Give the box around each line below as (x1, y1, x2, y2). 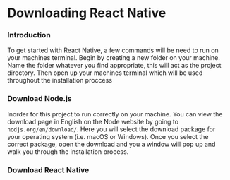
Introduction (7, 30, 51, 40)
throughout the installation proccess (7, 76, 113, 85)
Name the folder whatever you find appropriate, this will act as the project (7, 61, 222, 70)
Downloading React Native (7, 5, 167, 21)
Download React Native (7, 164, 90, 174)
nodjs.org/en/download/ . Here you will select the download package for (7, 125, 216, 133)
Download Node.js (7, 94, 72, 104)
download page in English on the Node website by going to (7, 117, 178, 126)
